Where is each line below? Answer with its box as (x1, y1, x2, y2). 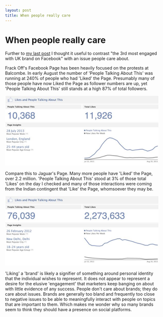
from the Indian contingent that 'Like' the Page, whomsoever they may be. (5, 186, 154, 192)
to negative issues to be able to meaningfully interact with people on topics (5, 296, 156, 302)
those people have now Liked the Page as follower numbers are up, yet (5, 81, 147, 87)
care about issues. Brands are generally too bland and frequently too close (5, 291, 155, 297)
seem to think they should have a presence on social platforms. (5, 306, 132, 312)
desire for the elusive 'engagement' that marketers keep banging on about (5, 281, 154, 286)
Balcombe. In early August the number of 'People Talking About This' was (5, 70, 153, 76)
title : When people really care (5, 13, 71, 18)
